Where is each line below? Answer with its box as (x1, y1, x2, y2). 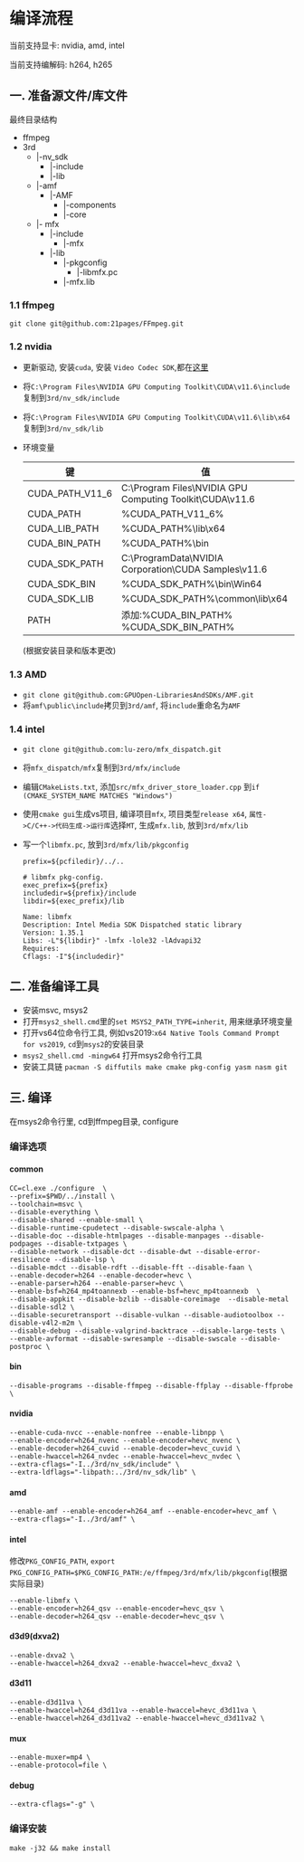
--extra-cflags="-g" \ (9, 1800, 95, 1810)
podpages (9, 1239, 43, 1249)
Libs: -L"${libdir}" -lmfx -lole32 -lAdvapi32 (22, 936, 202, 945)
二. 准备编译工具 (9, 979, 100, 994)
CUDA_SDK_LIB (26, 593, 94, 605)
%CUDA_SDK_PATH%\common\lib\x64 (120, 593, 288, 605)
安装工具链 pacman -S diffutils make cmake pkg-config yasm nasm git (22, 1060, 288, 1072)
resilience (9, 1255, 51, 1264)
